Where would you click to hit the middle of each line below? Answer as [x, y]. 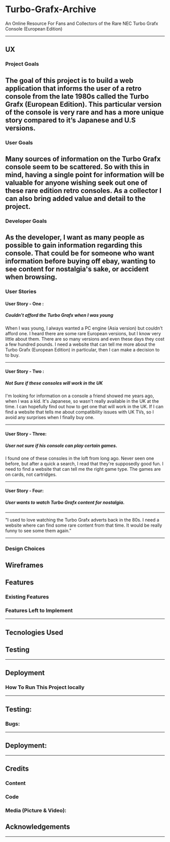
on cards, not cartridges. [31, 474]
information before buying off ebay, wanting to [80, 261]
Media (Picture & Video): [36, 810]
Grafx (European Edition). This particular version [83, 104]
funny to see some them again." [38, 531]
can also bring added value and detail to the [75, 198]
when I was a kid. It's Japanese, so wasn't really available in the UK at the [82, 401]
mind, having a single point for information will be [85, 174]
